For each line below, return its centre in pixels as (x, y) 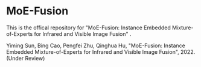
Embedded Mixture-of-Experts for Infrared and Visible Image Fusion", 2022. (101, 51)
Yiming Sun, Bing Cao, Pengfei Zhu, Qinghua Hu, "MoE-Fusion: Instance (96, 45)
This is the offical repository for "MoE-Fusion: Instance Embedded (88, 28)
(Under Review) (26, 58)
